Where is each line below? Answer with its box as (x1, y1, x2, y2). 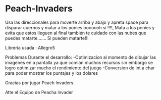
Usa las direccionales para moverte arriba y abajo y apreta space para (5, 19, 149, 25)
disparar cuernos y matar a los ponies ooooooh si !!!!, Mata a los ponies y (5, 24, 155, 30)
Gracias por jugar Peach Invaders (5, 80, 73, 86)
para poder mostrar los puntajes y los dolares (5, 70, 98, 76)
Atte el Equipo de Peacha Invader (5, 89, 73, 95)
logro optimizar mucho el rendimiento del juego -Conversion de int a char (5, 65, 155, 71)
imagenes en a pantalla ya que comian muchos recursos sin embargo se (5, 59, 153, 65)
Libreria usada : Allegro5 (5, 45, 55, 50)
